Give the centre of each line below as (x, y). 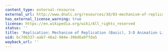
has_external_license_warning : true (43, 19)
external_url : (20, 14)
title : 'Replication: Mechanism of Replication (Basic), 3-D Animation (81, 33)
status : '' (16, 28)
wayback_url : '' (22, 42)
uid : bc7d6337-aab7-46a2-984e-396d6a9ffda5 (51, 38)
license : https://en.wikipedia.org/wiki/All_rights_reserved (70, 24)
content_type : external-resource (40, 10)
